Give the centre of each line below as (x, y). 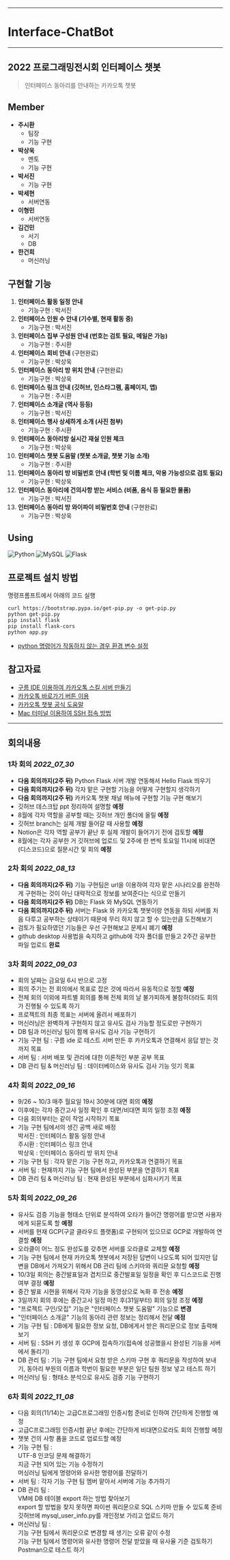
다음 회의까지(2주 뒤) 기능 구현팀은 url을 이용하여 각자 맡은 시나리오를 (110, 884)
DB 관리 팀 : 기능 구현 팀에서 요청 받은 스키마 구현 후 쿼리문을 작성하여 (111, 1360)
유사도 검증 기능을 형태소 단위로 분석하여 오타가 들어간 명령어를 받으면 (111, 1214)
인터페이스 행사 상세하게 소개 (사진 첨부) (70, 421)
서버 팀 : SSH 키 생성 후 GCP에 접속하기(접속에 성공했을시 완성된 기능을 (113, 1343)
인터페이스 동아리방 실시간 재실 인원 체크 (71, 438)
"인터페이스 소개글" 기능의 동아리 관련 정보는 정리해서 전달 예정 (102, 1317)
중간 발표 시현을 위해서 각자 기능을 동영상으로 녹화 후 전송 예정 (100, 1291)
